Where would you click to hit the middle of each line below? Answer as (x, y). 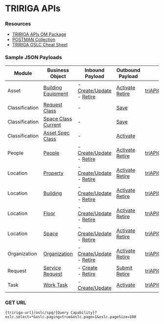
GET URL (16, 302)
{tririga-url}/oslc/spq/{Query (37, 313)
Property (53, 173)
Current (52, 125)
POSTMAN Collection (34, 40)
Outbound (128, 70)
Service (52, 268)
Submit (124, 268)
